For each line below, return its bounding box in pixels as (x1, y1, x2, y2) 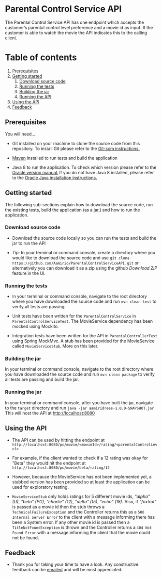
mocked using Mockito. (12, 324, 59, 330)
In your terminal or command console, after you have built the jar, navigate (5, 399, 153, 406)
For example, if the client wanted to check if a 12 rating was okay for (12, 455, 148, 461)
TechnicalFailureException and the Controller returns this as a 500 (12, 509, 145, 515)
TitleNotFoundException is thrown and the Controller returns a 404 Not (12, 524, 152, 530)
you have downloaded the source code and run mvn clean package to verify (5, 371, 155, 377)
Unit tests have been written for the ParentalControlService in (12, 313, 136, 319)
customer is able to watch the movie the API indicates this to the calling (5, 30, 147, 35)
